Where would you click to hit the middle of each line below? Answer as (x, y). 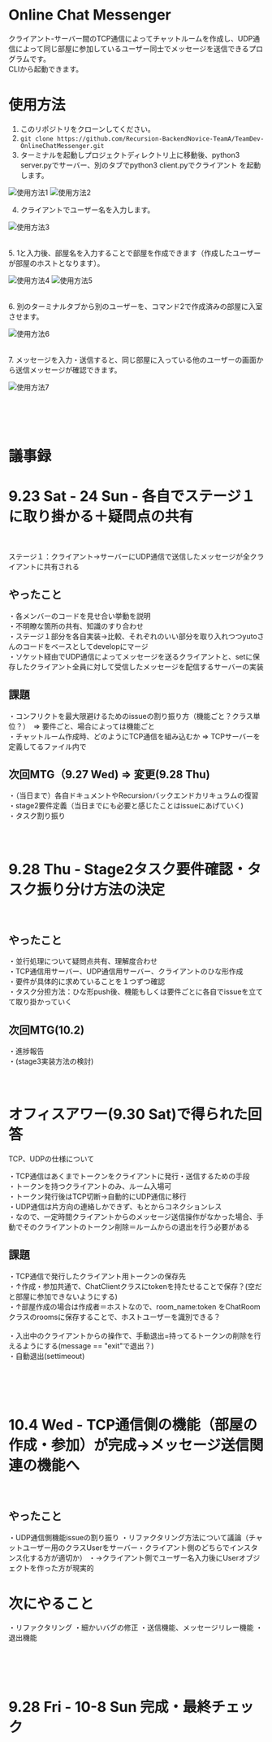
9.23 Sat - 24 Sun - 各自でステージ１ (132, 496)
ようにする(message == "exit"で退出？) (88, 1346)
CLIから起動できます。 (46, 69)
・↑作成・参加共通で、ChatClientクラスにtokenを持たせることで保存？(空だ (135, 1286)
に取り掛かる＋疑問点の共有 (101, 517)
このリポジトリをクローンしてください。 (88, 128)
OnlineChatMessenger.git (62, 146)
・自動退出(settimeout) (47, 1356)
